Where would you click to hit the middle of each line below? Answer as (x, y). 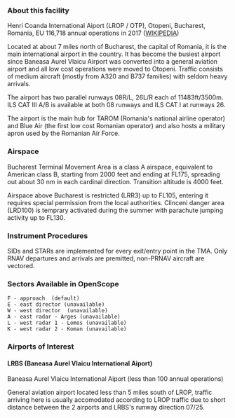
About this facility (39, 11)
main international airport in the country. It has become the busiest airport (114, 54)
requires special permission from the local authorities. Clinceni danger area (116, 202)
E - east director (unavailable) (56, 305)
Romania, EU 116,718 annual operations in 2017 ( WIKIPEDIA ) (93, 33)
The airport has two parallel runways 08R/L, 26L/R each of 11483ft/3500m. (115, 97)
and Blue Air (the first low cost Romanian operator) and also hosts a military (116, 126)
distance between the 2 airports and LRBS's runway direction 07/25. (106, 407)
